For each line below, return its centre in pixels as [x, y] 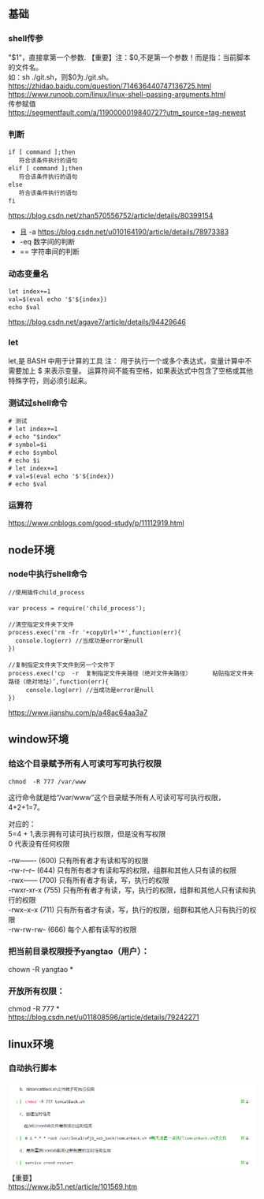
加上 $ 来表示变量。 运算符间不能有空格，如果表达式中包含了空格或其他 [138, 370]
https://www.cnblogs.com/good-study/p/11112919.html [96, 523]
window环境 [39, 739]
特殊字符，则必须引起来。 [50, 380]
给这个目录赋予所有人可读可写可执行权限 [85, 764]
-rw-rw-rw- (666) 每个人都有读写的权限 [73, 929]
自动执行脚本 [33, 1068]
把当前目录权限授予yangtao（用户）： [79, 951]
